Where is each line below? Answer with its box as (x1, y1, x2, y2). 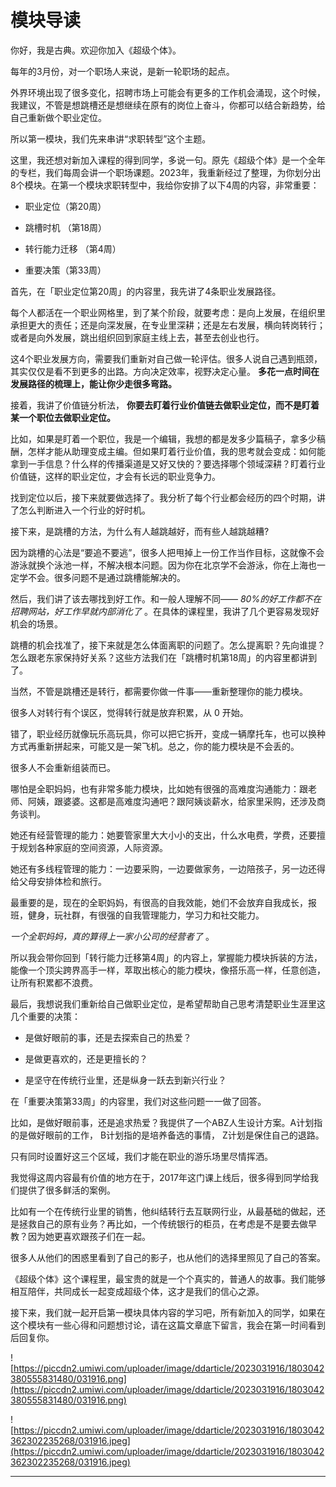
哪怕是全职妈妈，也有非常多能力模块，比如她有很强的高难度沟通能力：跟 (10, 782, 308, 795)
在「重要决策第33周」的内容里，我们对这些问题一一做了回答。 (10, 1095, 267, 1107)
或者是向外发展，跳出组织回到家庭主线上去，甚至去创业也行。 (10, 331, 265, 343)
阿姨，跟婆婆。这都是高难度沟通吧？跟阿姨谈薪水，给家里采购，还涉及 (27, 795, 317, 807)
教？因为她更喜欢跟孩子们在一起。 (10, 1230, 151, 1242)
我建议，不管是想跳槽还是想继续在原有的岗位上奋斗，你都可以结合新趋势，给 (10, 99, 326, 111)
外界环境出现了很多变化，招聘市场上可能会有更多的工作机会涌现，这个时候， (10, 86, 326, 98)
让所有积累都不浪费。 (10, 976, 98, 988)
